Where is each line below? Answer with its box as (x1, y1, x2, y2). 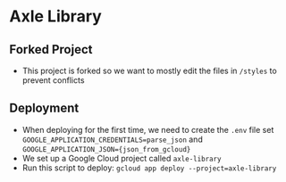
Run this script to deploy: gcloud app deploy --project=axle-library (21, 162, 277, 173)
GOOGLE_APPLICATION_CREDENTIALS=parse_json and (21, 134, 203, 145)
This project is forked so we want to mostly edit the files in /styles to (21, 65, 277, 76)
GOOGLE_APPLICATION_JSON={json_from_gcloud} (21, 145, 191, 153)
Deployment (9, 101, 80, 116)
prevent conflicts (21, 75, 85, 86)
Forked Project (9, 42, 93, 57)
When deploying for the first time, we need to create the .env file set (21, 124, 274, 135)
